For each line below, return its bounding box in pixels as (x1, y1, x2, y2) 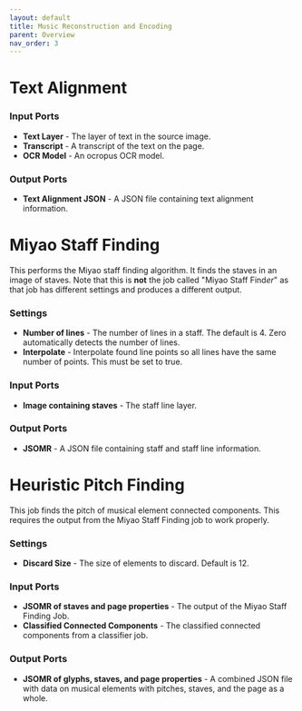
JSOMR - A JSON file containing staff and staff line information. (22, 442, 261, 454)
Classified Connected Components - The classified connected (22, 620, 261, 631)
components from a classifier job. (22, 630, 149, 641)
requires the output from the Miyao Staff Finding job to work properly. (9, 514, 270, 525)
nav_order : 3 (9, 38, 59, 48)
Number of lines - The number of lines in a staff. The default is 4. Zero (22, 328, 287, 339)
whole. (22, 692, 48, 704)
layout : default (9, 13, 71, 23)
